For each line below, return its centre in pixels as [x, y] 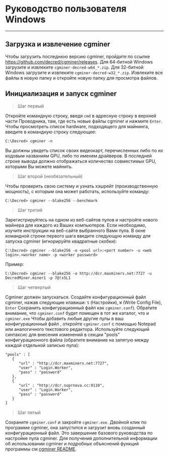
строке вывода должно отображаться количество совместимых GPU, [81, 161]
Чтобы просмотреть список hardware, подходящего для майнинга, [77, 126]
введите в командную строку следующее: [51, 132]
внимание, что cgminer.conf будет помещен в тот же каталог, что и [77, 313]
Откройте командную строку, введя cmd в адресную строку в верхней [81, 116]
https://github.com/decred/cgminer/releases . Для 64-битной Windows [79, 62]
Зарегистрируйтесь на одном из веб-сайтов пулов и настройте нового [81, 219]
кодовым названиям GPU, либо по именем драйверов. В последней [78, 156]
